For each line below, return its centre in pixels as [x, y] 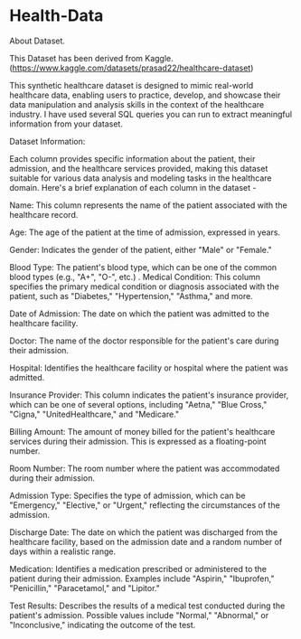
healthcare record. [44, 214]
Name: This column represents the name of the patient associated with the [148, 205]
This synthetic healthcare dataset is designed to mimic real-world [132, 85]
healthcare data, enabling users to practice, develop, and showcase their [145, 95]
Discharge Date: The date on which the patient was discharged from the [144, 532]
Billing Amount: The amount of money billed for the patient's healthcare [142, 431]
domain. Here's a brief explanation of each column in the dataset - [133, 187]
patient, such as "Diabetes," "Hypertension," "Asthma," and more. [131, 296]
